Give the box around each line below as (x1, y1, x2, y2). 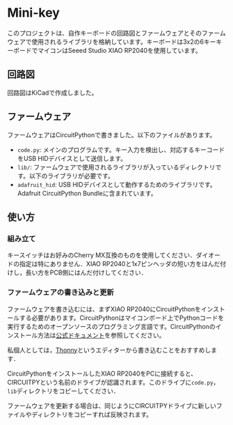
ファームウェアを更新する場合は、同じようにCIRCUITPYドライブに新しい (7, 401, 217, 410)
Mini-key (7, 5, 61, 21)
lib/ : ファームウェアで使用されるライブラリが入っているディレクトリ (17, 162, 216, 171)
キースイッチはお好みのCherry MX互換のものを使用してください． (7, 251, 197, 259)
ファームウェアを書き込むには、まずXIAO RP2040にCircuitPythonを (7, 304, 202, 313)
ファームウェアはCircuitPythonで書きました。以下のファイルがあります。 (7, 130, 216, 139)
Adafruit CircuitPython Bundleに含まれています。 (17, 189, 157, 197)
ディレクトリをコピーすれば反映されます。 (31, 410, 153, 419)
